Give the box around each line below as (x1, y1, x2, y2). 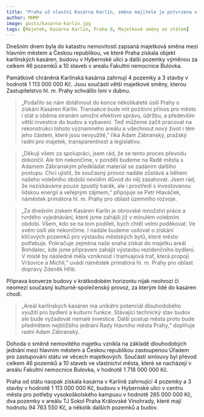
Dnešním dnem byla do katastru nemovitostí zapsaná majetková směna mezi (6, 43, 199, 50)
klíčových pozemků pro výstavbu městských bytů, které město (21, 233, 178, 240)
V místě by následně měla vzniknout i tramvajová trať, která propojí (21, 253, 189, 260)
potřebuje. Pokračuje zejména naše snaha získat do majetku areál (21, 240, 186, 247)
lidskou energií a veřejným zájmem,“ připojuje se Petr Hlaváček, (21, 189, 181, 196)
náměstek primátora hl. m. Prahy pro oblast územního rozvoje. (21, 195, 178, 202)
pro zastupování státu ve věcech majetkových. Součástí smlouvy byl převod (6, 353, 197, 361)
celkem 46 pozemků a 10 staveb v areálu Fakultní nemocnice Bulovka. (6, 62, 183, 70)
